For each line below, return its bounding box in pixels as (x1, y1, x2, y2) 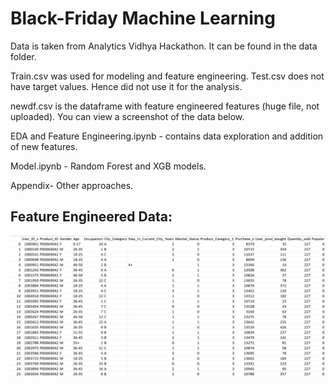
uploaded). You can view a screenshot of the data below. (10, 110, 245, 122)
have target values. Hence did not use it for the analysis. (10, 80, 243, 92)
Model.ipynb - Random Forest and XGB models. (10, 160, 207, 172)
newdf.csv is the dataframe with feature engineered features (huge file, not (10, 100, 320, 112)
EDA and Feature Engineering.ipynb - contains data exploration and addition (10, 130, 324, 142)
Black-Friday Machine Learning (10, 7, 276, 30)
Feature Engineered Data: (10, 208, 173, 226)
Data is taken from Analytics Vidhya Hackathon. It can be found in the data (10, 40, 318, 52)
